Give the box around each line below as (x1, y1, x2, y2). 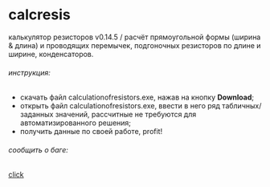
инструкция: (8, 67, 51, 77)
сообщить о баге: (8, 144, 68, 154)
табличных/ (222, 101, 262, 111)
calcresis (8, 6, 71, 24)
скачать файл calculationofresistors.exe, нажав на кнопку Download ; (19, 92, 255, 102)
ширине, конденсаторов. (8, 49, 94, 59)
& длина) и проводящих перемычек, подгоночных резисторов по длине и (8, 40, 261, 50)
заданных (19, 110, 54, 120)
